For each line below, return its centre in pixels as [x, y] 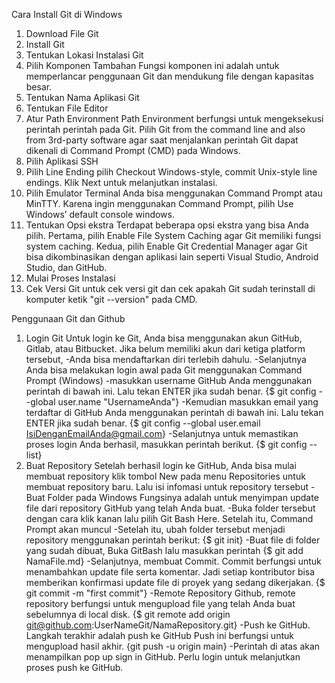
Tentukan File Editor [67, 108]
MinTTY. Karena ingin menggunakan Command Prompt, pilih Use [159, 203]
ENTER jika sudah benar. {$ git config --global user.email [143, 423]
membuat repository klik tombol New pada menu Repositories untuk [165, 476]
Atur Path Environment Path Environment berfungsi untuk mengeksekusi [174, 118]
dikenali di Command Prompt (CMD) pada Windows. [133, 150]
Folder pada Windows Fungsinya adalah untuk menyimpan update [183, 497]
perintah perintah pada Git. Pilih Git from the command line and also [165, 129]
